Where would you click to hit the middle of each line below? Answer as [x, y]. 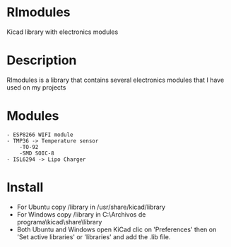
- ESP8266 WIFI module [40, 135]
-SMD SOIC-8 [37, 153]
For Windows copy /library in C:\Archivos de [81, 214]
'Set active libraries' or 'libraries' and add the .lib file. [94, 236]
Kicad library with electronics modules [63, 32]
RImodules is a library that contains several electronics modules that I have [115, 80]
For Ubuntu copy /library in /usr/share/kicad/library [91, 207]
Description [42, 60]
